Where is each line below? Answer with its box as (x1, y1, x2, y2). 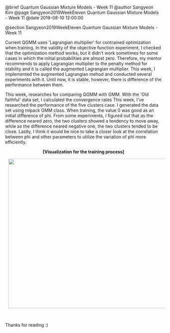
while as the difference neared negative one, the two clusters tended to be (5, 123, 158, 129)
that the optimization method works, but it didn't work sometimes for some (5, 50, 158, 56)
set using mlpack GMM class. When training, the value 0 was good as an (5, 107, 154, 113)
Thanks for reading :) (5, 322, 48, 328)
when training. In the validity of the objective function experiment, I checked (5, 45, 162, 50)
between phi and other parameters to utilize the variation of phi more (5, 134, 146, 140)
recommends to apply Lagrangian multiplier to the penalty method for (5, 61, 148, 66)
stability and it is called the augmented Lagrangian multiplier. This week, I (5, 66, 156, 72)
